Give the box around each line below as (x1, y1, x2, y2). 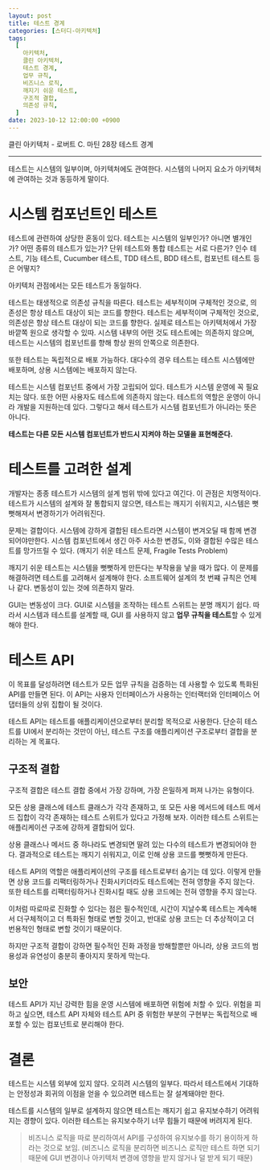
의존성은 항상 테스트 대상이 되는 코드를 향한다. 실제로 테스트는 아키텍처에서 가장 (8, 317, 257, 327)
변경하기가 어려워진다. (35, 508, 106, 518)
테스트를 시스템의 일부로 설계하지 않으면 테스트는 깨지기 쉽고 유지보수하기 (8, 1106, 239, 1115)
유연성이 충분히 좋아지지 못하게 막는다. (29, 951, 150, 960)
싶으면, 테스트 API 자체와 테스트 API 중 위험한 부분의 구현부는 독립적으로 (22, 1009, 249, 1019)
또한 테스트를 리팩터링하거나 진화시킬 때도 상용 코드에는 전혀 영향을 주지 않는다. (8, 886, 257, 896)
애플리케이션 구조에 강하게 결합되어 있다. (8, 822, 135, 832)
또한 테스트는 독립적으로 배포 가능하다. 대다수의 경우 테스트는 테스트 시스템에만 (8, 354, 256, 364)
